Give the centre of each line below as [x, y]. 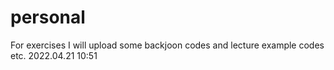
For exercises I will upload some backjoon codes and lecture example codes [167, 45]
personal [48, 17]
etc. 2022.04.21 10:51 [54, 55]
